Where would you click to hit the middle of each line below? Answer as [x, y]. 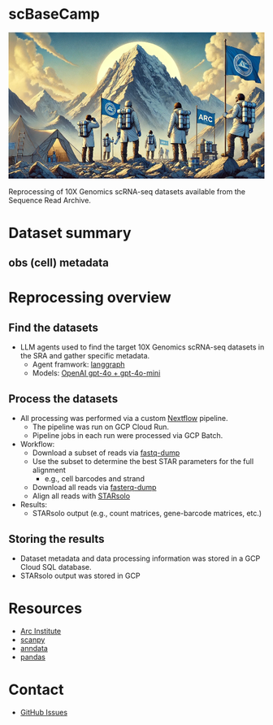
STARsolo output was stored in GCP [80, 575]
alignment [49, 470]
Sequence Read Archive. [50, 200]
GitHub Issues [43, 712]
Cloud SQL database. [56, 567]
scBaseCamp [54, 14]
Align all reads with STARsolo [81, 496]
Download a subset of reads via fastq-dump [106, 453]
